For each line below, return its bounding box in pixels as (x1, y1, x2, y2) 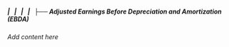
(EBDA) (7, 14, 30, 23)
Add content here (7, 32, 59, 41)
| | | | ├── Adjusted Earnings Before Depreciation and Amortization (7, 7, 222, 16)
